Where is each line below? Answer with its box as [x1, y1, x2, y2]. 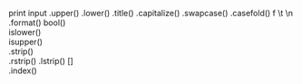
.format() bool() [8, 17, 66, 28]
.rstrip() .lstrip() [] [8, 56, 73, 66]
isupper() [8, 36, 43, 47]
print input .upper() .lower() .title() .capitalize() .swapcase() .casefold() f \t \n [8, 8, 294, 18]
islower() [8, 27, 42, 37]
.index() [8, 65, 37, 76]
